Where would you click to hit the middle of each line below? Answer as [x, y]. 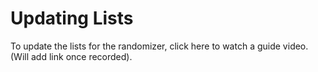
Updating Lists [72, 18]
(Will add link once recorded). [71, 56]
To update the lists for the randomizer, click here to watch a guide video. [159, 46]
